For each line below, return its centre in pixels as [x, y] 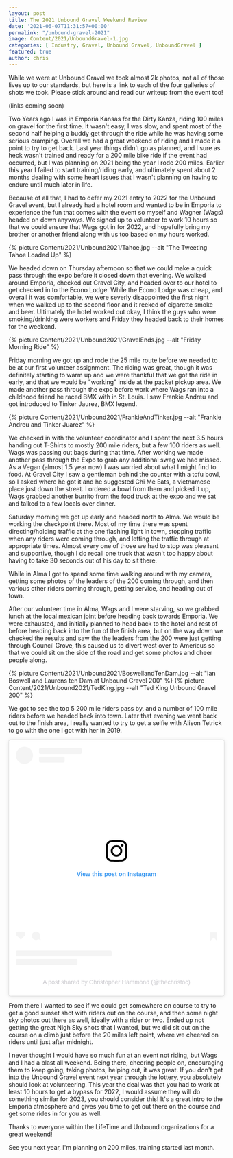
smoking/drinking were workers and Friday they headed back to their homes [116, 319]
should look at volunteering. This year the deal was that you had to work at [114, 1085]
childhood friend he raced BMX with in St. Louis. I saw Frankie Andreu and [113, 397]
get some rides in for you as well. [55, 1114]
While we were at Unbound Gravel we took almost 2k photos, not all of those [116, 78]
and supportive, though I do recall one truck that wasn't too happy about [111, 553]
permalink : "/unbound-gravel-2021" [59, 33]
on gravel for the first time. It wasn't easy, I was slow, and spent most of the [115, 126]
